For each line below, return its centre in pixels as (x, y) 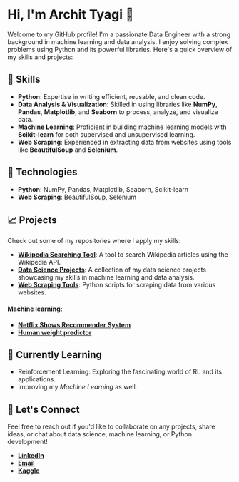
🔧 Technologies (42, 172)
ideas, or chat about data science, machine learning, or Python (100, 434)
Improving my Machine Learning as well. (77, 387)
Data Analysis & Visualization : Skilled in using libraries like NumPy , (117, 104)
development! (27, 442)
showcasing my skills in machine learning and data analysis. (106, 277)
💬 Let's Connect (44, 409)
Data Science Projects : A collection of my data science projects (112, 270)
